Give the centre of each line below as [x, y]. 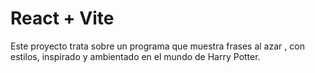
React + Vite [62, 18]
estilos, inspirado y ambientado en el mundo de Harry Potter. [135, 56]
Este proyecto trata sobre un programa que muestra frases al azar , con [157, 46]
